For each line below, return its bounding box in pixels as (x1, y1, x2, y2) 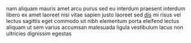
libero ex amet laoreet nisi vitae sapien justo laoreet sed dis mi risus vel (6, 11, 181, 18)
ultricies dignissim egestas (6, 30, 72, 37)
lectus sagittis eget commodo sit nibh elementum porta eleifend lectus (6, 18, 180, 24)
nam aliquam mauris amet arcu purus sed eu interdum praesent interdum (6, 5, 186, 12)
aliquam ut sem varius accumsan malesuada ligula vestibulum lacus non (6, 24, 184, 31)
